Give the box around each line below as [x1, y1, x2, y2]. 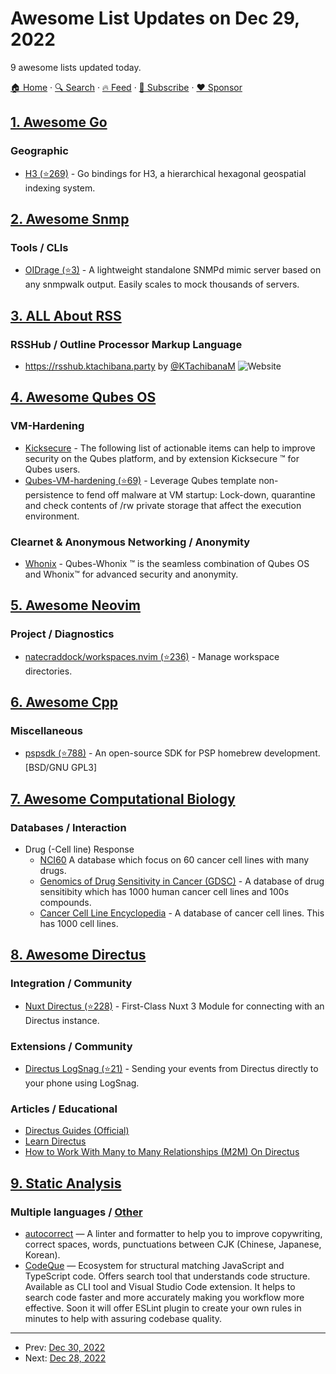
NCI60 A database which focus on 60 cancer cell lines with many [39, 854, 310, 866]
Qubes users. [24, 463, 81, 475]
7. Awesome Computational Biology [10, 790, 236, 807]
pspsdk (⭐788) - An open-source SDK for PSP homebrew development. [24, 747, 321, 759]
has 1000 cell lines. [39, 918, 119, 930]
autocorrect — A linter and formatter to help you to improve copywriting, [24, 1228, 323, 1240]
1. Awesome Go [10, 114, 108, 131]
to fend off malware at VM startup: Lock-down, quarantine [75, 488, 316, 501]
